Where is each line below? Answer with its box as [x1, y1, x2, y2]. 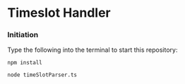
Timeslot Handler [7, 5, 111, 21]
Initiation [7, 30, 39, 40]
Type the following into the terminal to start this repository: [7, 45, 178, 54]
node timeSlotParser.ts [7, 71, 78, 78]
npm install [7, 59, 42, 66]
